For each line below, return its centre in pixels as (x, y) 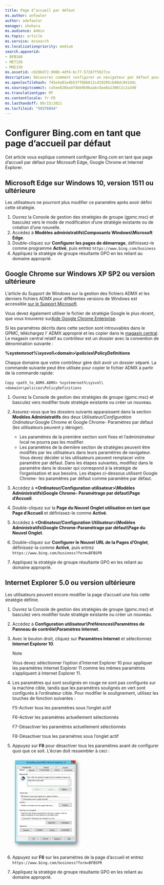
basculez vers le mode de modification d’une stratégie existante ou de (83, 222)
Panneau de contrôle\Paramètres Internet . (56, 629)
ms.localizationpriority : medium (39, 46)
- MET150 (14, 62)
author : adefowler (24, 21)
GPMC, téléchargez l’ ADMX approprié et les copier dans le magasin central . (82, 333)
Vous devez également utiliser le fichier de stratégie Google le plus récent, (80, 313)
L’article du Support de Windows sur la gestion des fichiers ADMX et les (77, 293)
